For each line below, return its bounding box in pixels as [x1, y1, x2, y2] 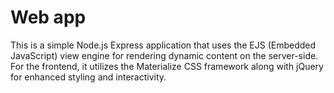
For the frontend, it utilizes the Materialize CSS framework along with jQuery [10, 60, 324, 72]
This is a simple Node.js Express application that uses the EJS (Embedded [10, 39, 317, 51]
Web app [10, 6, 87, 29]
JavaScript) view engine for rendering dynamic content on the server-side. [10, 49, 319, 61]
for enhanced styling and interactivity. [10, 71, 167, 83]
